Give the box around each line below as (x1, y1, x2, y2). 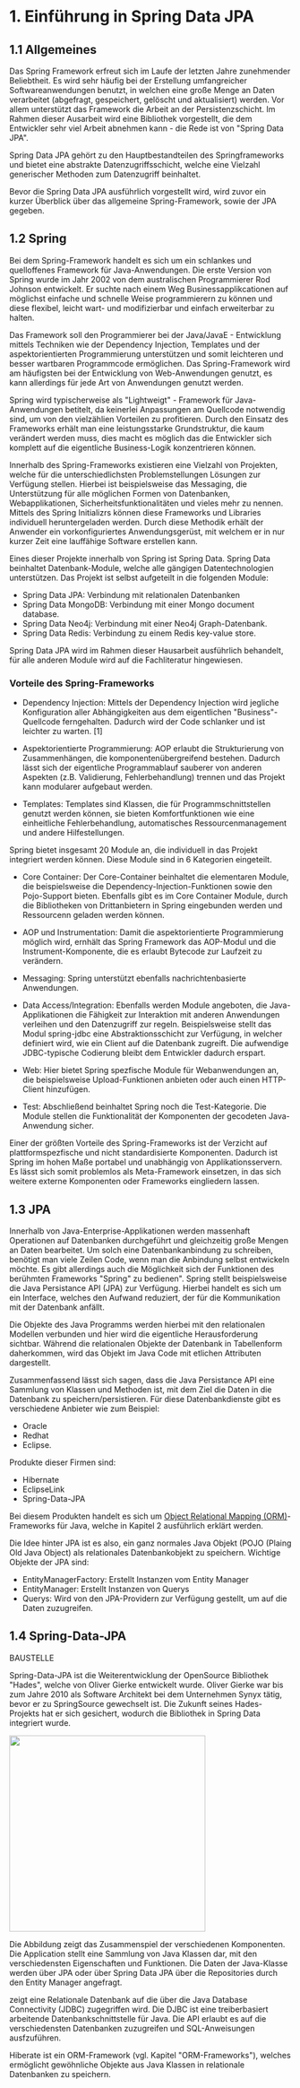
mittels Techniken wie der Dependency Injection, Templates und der (9, 339, 261, 350)
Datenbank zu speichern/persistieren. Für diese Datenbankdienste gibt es (9, 1393, 281, 1404)
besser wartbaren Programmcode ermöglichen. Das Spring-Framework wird (9, 358, 291, 368)
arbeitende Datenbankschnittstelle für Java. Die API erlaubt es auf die (9, 2013, 267, 2023)
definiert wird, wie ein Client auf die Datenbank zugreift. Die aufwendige (21, 1038, 289, 1049)
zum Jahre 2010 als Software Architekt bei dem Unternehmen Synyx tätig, (9, 1688, 282, 1700)
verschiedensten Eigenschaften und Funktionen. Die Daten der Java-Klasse (9, 1957, 288, 1969)
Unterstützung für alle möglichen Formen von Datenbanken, (9, 488, 231, 498)
